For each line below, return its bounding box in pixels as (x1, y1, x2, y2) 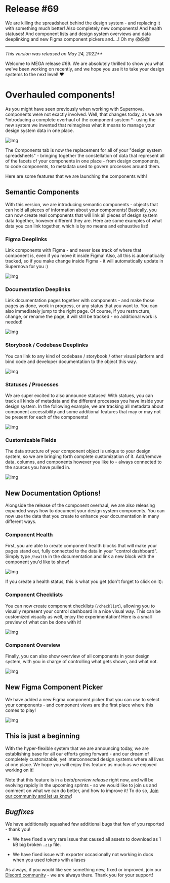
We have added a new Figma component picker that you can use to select (5, 696, 160, 702)
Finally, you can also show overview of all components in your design (5, 653, 150, 659)
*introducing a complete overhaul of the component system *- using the (5, 116, 156, 122)
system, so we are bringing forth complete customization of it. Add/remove (5, 453, 162, 460)
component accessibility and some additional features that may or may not (5, 408, 161, 414)
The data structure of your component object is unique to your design (5, 448, 151, 454)
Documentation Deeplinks (5, 285, 71, 292)
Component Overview (5, 641, 61, 648)
